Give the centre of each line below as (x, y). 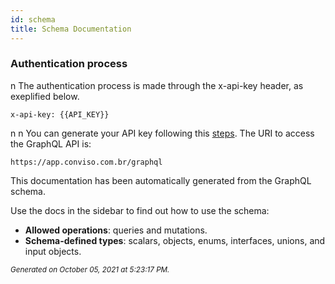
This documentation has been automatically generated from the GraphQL (161, 180)
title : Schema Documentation (71, 29)
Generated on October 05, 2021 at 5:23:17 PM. (90, 269)
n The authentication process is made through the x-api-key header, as (157, 85)
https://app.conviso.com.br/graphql (86, 162)
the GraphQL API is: (51, 143)
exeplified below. (45, 96)
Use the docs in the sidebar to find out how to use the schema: (140, 210)
